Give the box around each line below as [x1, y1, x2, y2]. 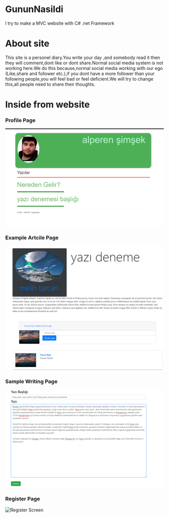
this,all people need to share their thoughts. [5, 81, 96, 87]
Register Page [5, 495, 40, 502]
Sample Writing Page [5, 378, 58, 385]
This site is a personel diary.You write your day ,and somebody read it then [5, 54, 160, 60]
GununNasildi [5, 4, 64, 15]
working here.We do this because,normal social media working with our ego [5, 65, 163, 71]
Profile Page [5, 117, 36, 124]
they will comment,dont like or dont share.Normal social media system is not [5, 59, 163, 66]
